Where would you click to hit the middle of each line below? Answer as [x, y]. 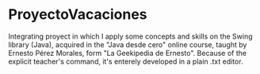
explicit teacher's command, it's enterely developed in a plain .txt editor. [126, 61]
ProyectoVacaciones [78, 15]
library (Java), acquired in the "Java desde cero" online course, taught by [128, 44]
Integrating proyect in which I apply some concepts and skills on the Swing [130, 36]
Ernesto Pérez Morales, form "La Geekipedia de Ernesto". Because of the [128, 53]
